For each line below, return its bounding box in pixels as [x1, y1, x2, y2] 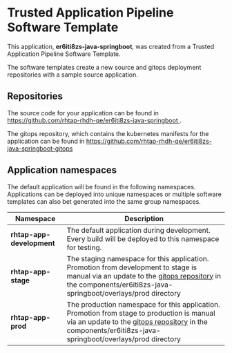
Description [124, 213, 164, 223]
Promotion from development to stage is [66, 263, 197, 272]
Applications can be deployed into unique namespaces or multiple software [7, 190, 222, 198]
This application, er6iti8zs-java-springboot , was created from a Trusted [7, 42, 215, 50]
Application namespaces [7, 164, 117, 176]
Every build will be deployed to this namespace [66, 233, 220, 243]
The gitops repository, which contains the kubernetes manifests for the [7, 129, 209, 137]
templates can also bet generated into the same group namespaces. [7, 197, 202, 205]
